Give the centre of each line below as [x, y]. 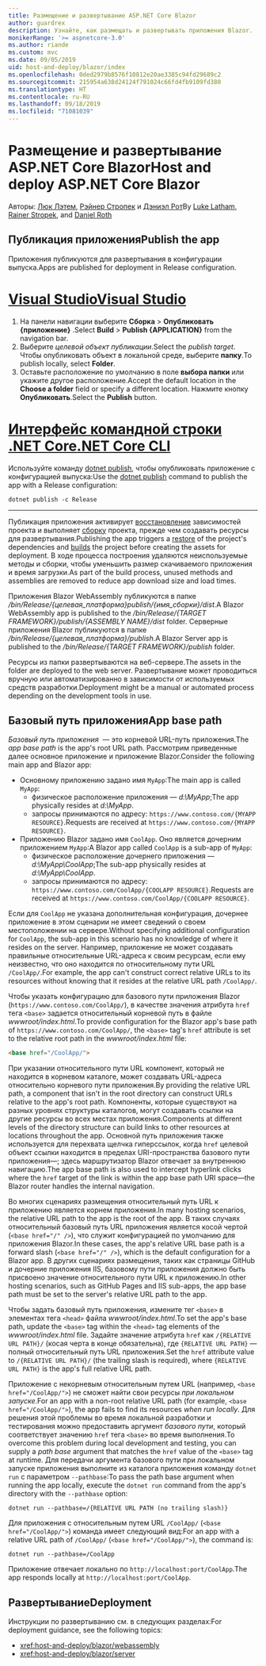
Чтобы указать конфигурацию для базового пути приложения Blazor [124, 996]
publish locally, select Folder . [68, 363]
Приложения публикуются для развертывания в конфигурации [115, 259]
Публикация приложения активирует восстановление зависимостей [125, 521]
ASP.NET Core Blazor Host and [110, 168]
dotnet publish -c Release [53, 499]
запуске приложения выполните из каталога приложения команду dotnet [133, 1468]
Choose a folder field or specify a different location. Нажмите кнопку [134, 389]
